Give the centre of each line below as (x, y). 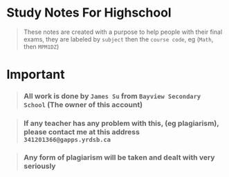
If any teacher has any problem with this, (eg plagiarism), (121, 123)
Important (36, 75)
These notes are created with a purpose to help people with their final (123, 32)
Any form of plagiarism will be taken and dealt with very (119, 157)
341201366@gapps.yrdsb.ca (67, 139)
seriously (39, 166)
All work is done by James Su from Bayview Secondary (112, 96)
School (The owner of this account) (83, 105)
